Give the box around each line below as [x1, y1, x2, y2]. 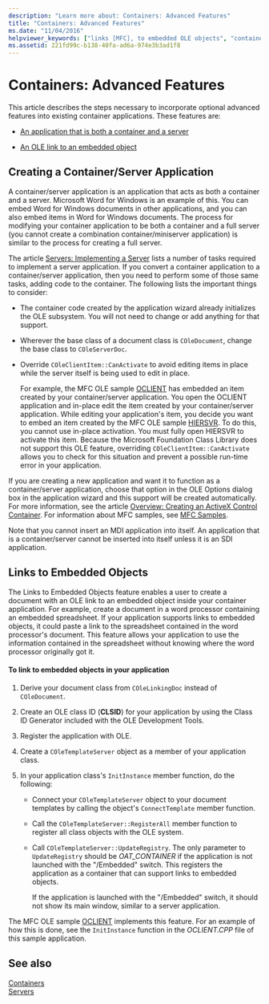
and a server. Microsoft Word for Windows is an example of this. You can [8, 195, 249, 204]
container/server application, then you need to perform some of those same [8, 270, 259, 280]
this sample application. [8, 933, 86, 943]
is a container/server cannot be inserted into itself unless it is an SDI [8, 534, 233, 544]
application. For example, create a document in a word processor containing [8, 604, 260, 613]
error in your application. [19, 460, 102, 470]
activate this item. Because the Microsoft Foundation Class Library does [19, 435, 258, 444]
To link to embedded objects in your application [8, 665, 170, 674]
